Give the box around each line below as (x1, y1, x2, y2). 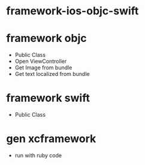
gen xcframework (6, 132, 96, 146)
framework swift (6, 91, 90, 105)
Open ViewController (14, 58, 67, 65)
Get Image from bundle (14, 64, 72, 71)
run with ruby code (14, 152, 62, 159)
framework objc (6, 32, 87, 45)
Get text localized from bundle (14, 71, 90, 78)
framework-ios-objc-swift (6, 4, 139, 18)
